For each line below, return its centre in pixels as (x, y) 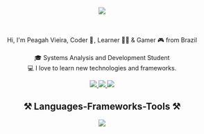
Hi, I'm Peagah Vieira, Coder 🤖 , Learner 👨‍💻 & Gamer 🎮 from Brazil (102, 40)
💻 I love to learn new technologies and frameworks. (102, 68)
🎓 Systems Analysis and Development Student (102, 57)
